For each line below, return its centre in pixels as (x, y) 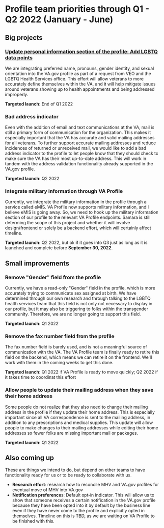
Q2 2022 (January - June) (59, 19)
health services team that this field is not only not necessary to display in (79, 304)
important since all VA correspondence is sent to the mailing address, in (78, 417)
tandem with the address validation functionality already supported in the (79, 164)
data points (19, 57)
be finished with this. (33, 521)
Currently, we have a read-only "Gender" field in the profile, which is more (80, 288)
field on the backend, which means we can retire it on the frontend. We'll (79, 357)
